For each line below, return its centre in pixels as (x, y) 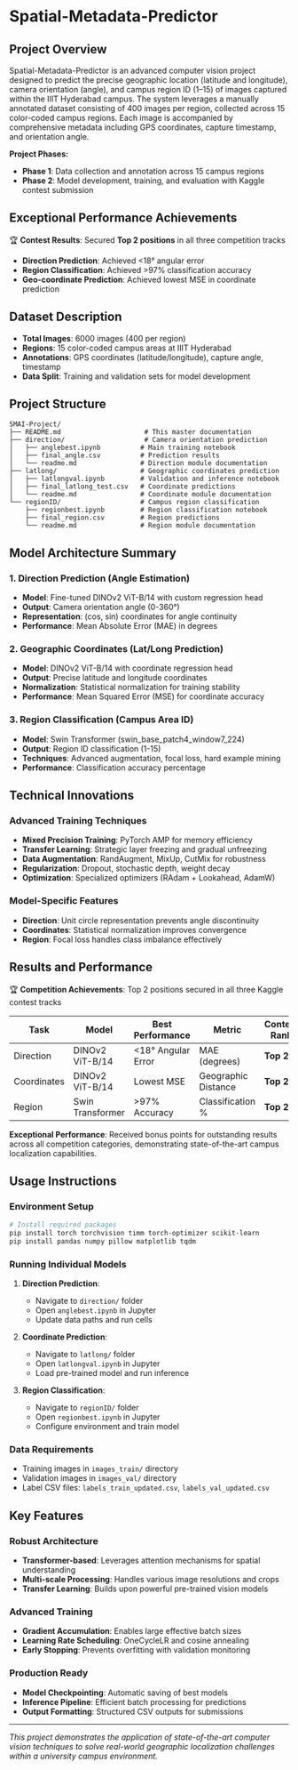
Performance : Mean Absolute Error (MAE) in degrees (120, 626)
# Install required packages (63, 1225)
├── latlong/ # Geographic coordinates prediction (144, 471)
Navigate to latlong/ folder (85, 1355)
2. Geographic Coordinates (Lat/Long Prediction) (117, 649)
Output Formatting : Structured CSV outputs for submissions (133, 1711)
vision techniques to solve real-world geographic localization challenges (142, 1746)
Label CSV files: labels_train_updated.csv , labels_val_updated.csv (146, 1488)
